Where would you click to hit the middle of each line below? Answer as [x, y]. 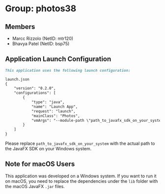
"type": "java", [48, 102]
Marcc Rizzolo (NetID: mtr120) [43, 38]
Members [20, 27]
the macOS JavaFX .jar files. [35, 186]
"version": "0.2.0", [35, 88]
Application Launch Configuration [58, 59]
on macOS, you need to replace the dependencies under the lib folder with [82, 181]
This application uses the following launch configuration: [68, 70]
